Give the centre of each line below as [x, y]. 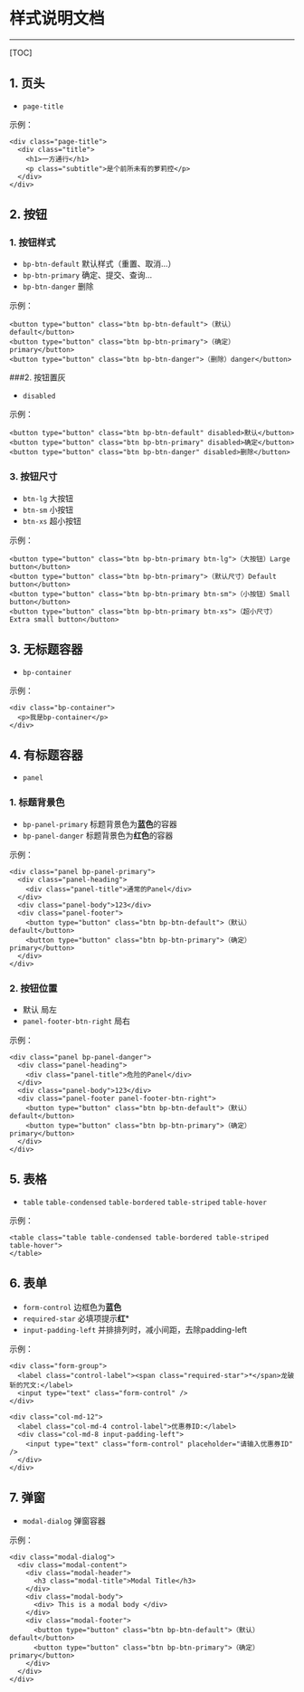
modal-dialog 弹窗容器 [64, 1521]
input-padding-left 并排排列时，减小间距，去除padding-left [134, 1329]
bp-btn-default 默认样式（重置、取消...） [99, 264]
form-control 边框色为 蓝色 [72, 1307]
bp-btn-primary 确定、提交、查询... [87, 275]
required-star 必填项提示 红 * [76, 1318]
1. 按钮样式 [33, 242]
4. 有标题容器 [46, 755]
